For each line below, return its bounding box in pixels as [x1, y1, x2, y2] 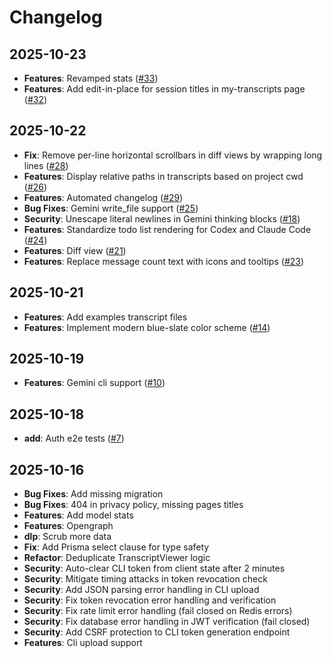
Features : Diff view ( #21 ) [23, 244, 127, 256]
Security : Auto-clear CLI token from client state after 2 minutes [23, 562, 286, 575]
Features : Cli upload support [23, 637, 143, 649]
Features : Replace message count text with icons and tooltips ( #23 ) [23, 255, 305, 267]
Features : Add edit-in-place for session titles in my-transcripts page [23, 83, 306, 95]
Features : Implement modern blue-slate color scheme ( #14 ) [23, 321, 271, 333]
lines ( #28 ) [23, 159, 69, 171]
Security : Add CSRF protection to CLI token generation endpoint [23, 626, 291, 638]
